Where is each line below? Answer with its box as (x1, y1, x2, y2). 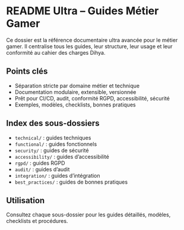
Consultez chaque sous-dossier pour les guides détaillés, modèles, (6, 211, 171, 218)
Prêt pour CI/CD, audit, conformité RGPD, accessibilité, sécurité (14, 94, 170, 102)
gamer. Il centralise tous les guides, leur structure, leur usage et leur (6, 43, 173, 50)
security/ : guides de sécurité (14, 147, 89, 154)
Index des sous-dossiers (6, 118, 100, 128)
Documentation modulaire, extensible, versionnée (14, 88, 137, 96)
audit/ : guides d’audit (14, 165, 70, 173)
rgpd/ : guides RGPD (14, 159, 65, 166)
